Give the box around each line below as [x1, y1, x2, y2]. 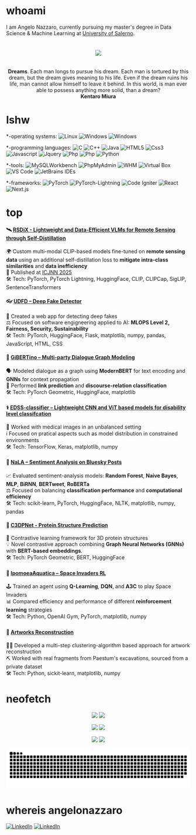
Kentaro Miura [80, 93, 116, 100]
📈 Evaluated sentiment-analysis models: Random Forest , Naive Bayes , [6, 472, 178, 479]
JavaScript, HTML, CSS [6, 340, 63, 347]
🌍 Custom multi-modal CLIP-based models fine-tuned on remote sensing [6, 248, 185, 255]
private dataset [6, 663, 43, 670]
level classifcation [6, 410, 51, 417]
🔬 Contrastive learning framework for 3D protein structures [6, 535, 148, 542]
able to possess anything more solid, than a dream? [36, 86, 161, 93]
